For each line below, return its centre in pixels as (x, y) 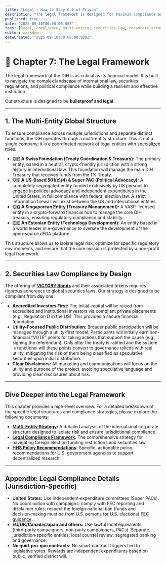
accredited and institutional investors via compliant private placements (84, 311)
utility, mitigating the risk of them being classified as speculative (78, 353)
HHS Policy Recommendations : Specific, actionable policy (72, 448)
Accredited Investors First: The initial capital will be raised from (78, 306)
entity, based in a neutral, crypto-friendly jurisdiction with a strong (80, 164)
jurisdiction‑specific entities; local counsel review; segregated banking (84, 535)
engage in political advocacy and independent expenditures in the (80, 191)
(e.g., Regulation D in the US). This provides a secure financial (75, 316)
